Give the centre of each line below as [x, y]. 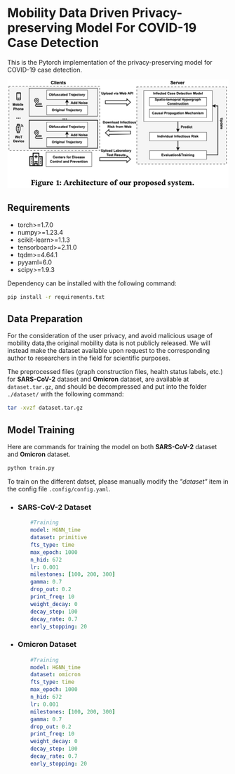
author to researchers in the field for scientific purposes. [89, 358]
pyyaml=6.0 [35, 262]
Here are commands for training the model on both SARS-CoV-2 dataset [112, 447]
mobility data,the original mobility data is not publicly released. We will [109, 343]
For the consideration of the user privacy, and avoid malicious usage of [110, 336]
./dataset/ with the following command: [66, 394]
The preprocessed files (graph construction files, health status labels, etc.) [115, 372]
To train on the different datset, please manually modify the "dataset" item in [118, 482]
